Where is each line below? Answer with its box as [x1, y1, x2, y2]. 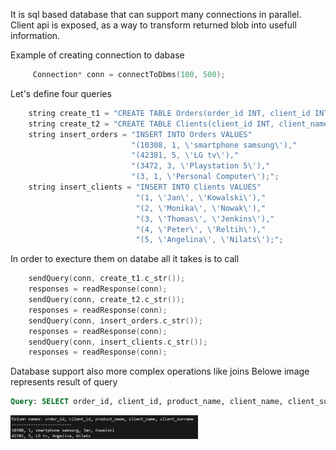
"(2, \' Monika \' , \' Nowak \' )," [135, 203, 267, 213]
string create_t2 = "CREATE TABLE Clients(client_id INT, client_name [28, 119, 329, 129]
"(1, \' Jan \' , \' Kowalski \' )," [135, 192, 267, 203]
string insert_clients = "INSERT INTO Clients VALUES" [28, 182, 262, 192]
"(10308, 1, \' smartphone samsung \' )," [131, 140, 298, 150]
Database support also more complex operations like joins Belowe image [10, 365, 310, 378]
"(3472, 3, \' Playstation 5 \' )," [131, 161, 271, 171]
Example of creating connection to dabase [10, 49, 185, 61]
